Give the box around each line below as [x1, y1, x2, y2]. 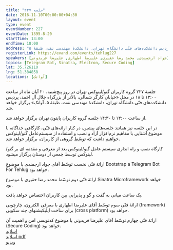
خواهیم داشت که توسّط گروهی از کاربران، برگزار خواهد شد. [6, 136, 120, 142]
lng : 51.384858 [6, 70, 39, 75]
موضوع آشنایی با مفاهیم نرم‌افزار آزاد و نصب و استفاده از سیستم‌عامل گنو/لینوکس [6, 130, 162, 136]
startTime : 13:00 [6, 36, 43, 42]
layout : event [6, 17, 36, 22]
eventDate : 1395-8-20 [6, 31, 52, 36]
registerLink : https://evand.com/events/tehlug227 [6, 50, 117, 55]
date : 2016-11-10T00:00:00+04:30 [6, 12, 78, 17]
